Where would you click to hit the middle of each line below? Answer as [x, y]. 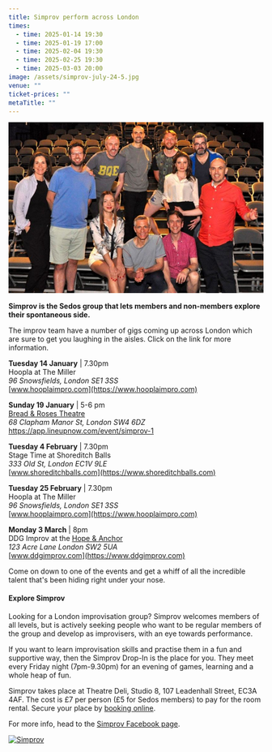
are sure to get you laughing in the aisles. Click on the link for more [120, 339]
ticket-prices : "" [39, 94]
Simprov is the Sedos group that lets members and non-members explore [134, 306]
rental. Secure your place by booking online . [82, 708]
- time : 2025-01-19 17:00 [59, 43]
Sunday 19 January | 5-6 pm [57, 405]
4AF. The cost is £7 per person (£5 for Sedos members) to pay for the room [135, 699]
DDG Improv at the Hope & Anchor [66, 538]
